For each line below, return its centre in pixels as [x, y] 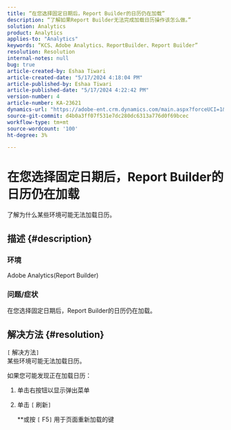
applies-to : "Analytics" [43, 39]
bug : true [21, 65]
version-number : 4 [33, 97]
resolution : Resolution [41, 52]
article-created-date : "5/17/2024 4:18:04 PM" [75, 77]
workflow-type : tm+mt [38, 122]
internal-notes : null [38, 58]
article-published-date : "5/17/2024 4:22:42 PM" [78, 90]
